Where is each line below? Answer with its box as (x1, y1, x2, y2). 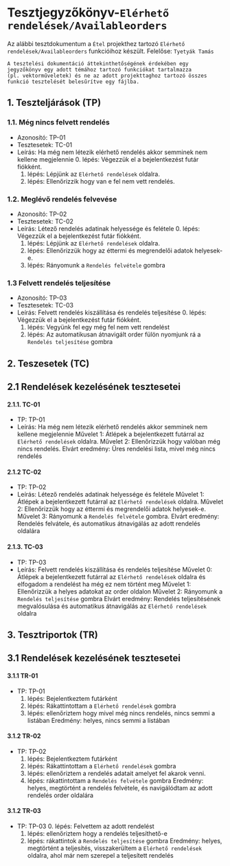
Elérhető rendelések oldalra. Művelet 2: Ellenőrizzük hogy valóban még (16, 437, 221, 446)
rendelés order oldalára (27, 791, 94, 799)
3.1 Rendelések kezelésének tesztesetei (7, 652, 181, 664)
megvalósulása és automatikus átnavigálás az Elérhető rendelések (16, 602, 207, 610)
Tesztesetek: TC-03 (16, 301, 74, 310)
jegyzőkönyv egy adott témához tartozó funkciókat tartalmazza (7, 66, 192, 73)
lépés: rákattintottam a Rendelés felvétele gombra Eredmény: (27, 776, 204, 785)
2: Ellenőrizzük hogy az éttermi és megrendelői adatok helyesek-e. (16, 505, 206, 513)
